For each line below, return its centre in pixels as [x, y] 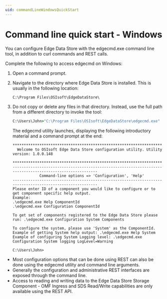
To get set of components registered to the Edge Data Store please [85, 215]
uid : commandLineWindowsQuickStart [42, 10]
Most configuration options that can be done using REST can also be [83, 259]
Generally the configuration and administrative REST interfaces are [81, 270]
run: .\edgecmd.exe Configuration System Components [68, 220]
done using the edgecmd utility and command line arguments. [76, 265]
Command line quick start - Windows [84, 34]
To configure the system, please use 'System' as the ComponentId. [84, 228]
